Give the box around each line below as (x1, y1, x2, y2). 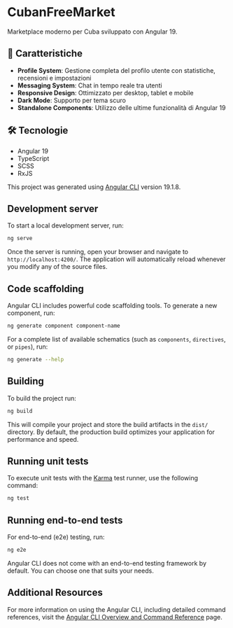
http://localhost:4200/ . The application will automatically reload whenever (7, 255, 226, 263)
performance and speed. (7, 435, 79, 443)
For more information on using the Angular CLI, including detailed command (7, 605, 226, 613)
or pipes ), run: (7, 342, 48, 351)
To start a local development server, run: (7, 221, 124, 230)
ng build (7, 407, 33, 414)
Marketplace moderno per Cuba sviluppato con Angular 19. (7, 27, 178, 36)
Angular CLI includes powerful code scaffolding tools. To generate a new (7, 302, 218, 310)
